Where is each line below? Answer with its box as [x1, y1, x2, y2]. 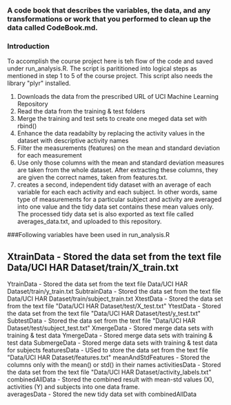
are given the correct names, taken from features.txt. [17, 173, 168, 182]
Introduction [7, 41, 50, 50]
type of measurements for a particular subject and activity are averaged [17, 196, 222, 204]
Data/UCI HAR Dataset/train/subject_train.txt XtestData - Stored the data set [7, 294, 223, 303]
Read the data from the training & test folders [17, 107, 145, 115]
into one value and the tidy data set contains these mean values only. [17, 202, 214, 211]
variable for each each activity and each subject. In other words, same [17, 188, 218, 196]
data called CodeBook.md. [7, 23, 99, 32]
